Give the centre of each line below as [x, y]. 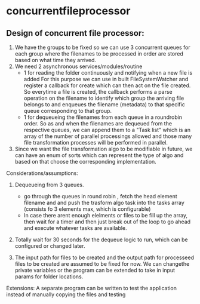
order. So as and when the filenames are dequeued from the [98, 123]
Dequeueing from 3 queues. [49, 185]
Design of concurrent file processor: [75, 33]
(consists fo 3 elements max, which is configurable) [87, 209]
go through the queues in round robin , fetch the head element [100, 196]
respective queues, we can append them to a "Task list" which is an [107, 130]
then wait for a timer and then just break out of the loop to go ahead [107, 222]
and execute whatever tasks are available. [75, 228]
